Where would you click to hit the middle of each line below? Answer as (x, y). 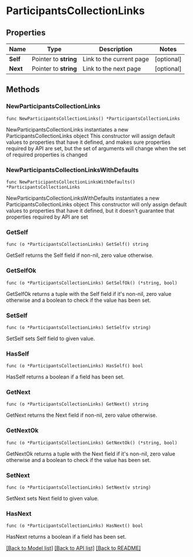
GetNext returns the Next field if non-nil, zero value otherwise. (82, 415)
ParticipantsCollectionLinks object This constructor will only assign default (96, 204)
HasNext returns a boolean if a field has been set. (66, 537)
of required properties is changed (47, 154)
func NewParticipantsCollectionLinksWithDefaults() (71, 182)
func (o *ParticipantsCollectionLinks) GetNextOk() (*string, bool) (92, 443)
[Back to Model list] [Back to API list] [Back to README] (74, 548)
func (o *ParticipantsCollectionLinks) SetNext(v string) (79, 487)
